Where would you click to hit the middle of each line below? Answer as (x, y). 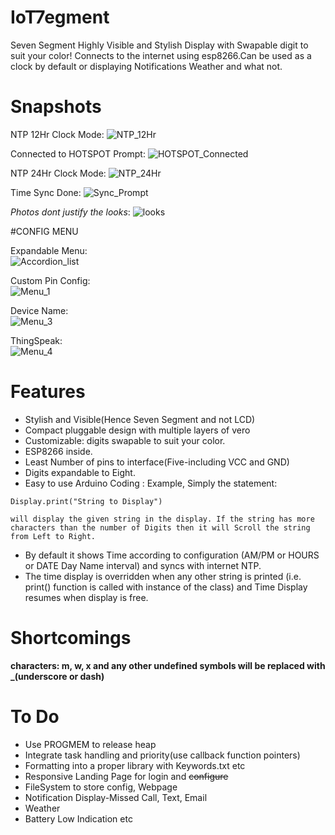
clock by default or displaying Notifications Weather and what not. (146, 66)
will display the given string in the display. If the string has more (162, 519)
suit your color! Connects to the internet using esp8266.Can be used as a (161, 55)
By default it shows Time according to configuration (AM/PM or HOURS (172, 555)
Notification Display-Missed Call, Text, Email (116, 797)
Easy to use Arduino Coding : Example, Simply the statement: (151, 483)
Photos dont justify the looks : (70, 212)
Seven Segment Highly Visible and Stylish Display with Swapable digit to (159, 45)
